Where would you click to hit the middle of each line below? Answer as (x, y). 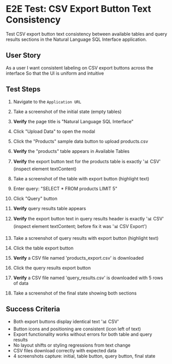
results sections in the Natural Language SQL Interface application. (77, 39)
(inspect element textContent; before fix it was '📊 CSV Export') (80, 226)
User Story (23, 55)
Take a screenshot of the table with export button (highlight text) (81, 178)
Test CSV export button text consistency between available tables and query (87, 34)
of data (21, 283)
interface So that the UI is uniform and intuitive (55, 73)
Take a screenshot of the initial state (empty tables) (67, 111)
